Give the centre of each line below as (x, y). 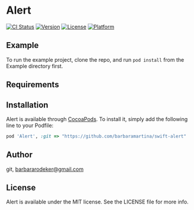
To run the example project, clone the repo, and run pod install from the (95, 59)
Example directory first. (35, 66)
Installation (27, 105)
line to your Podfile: (30, 125)
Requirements (33, 85)
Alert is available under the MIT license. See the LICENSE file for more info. (98, 202)
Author (19, 155)
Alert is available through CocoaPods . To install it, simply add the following (97, 119)
